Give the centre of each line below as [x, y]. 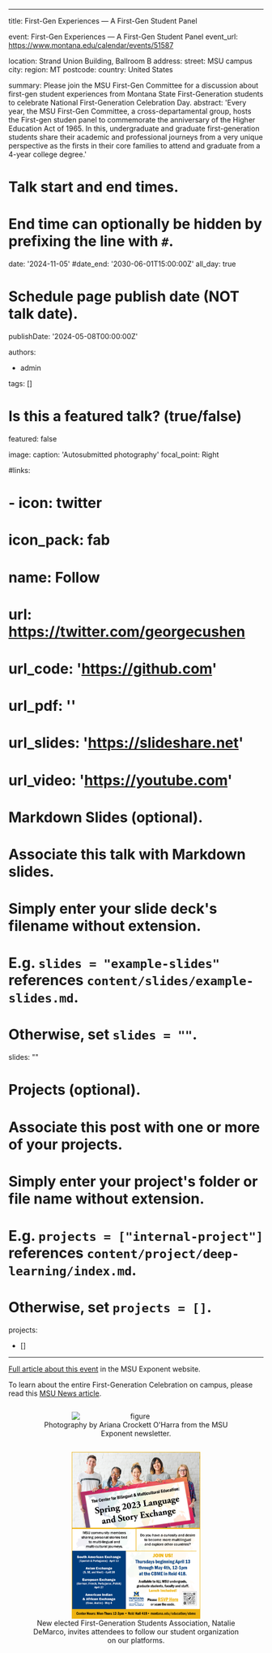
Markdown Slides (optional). [106, 817]
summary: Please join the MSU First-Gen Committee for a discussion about [134, 85]
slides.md [41, 999]
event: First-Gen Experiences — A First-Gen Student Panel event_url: [123, 37]
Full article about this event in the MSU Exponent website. [104, 1369]
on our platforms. [136, 1641]
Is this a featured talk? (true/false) [125, 417]
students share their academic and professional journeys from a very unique [136, 137]
